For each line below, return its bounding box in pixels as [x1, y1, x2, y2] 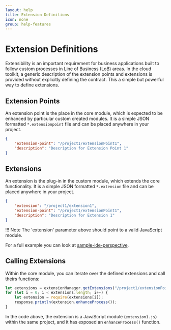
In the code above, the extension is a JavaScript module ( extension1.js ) [5, 313, 157, 319]
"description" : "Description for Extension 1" [14, 213, 115, 218]
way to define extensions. [5, 82, 60, 88]
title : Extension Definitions [5, 12, 70, 17]
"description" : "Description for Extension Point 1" [14, 145, 129, 151]
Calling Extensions [5, 257, 66, 265]
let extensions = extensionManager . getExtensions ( [5, 285, 115, 290]
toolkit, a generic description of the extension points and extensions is [5, 71, 153, 77]
